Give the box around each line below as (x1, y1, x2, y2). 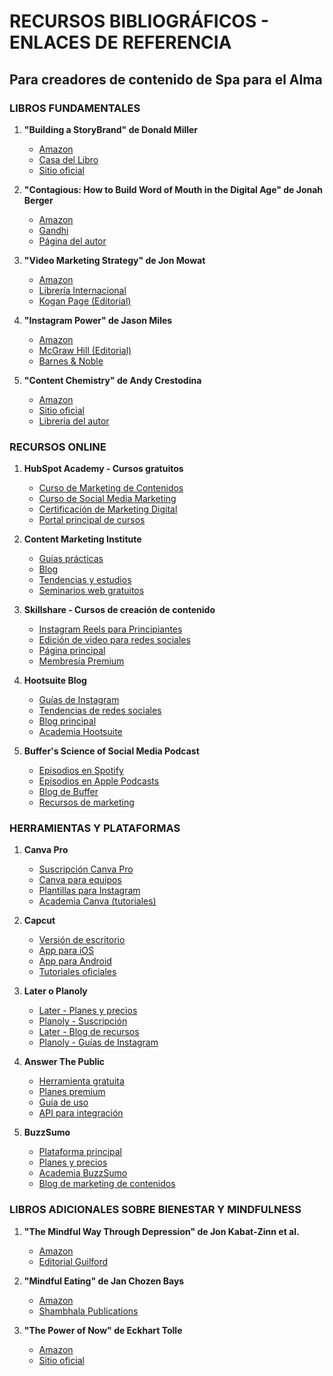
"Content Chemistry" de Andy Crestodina (23, 374, 202, 386)
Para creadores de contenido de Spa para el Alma (9, 71, 323, 88)
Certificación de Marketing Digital (38, 503, 178, 515)
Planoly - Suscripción (38, 1015, 128, 1027)
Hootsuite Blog (23, 675, 87, 687)
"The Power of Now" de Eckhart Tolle (23, 1324, 183, 1336)
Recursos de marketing (38, 796, 135, 809)
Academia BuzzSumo (38, 1167, 128, 1179)
